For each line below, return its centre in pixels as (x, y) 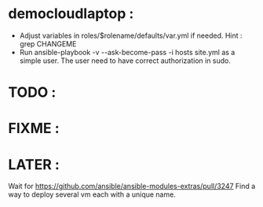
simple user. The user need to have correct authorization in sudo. (125, 61)
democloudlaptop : (71, 14)
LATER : (34, 164)
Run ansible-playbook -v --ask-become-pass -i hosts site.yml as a (127, 52)
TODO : (32, 92)
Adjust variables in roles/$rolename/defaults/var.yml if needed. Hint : (131, 35)
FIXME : (34, 129)
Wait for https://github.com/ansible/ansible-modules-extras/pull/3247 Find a (132, 187)
